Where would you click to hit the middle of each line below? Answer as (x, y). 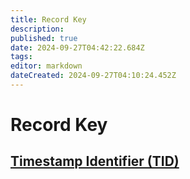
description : (37, 29)
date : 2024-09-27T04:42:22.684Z (77, 47)
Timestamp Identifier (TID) (95, 161)
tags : (21, 57)
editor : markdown (46, 66)
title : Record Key (48, 19)
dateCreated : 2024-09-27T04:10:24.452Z (93, 76)
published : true (44, 38)
